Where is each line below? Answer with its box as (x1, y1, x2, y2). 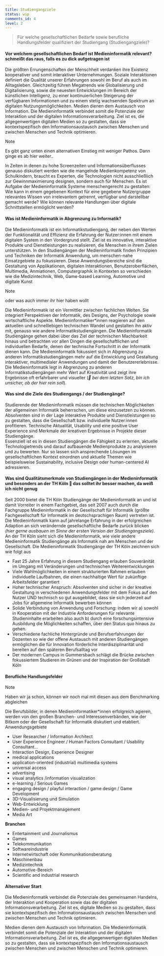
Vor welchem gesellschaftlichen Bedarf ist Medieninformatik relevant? (5, 50, 152, 56)
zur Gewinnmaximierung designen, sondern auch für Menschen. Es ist (5, 178, 147, 184)
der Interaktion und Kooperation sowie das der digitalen (5, 899, 117, 906)
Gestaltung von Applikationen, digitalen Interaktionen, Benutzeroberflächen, (5, 263, 158, 269)
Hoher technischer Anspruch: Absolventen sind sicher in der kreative (12, 584, 152, 590)
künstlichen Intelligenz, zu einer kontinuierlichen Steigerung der (5, 93, 134, 98)
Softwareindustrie (12, 846, 48, 852)
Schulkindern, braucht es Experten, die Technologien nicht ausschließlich (5, 173, 153, 179)
